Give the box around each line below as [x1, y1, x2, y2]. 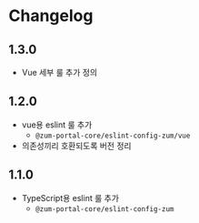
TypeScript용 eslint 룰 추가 [21, 192, 120, 203]
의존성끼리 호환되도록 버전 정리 [21, 140, 132, 151]
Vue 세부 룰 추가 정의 [21, 67, 97, 77]
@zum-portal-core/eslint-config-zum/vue [35, 131, 191, 140]
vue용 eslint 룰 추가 [21, 119, 93, 130]
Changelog [8, 5, 94, 26]
